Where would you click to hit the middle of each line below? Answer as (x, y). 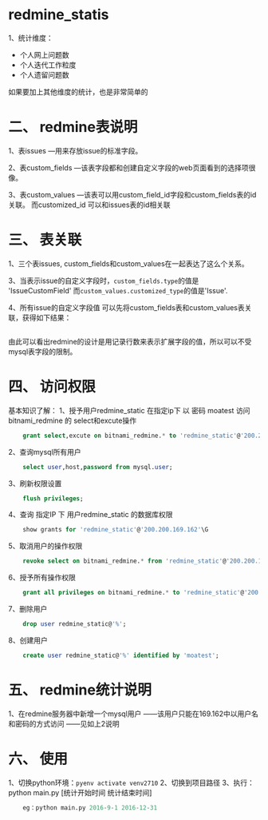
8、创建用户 (28, 640)
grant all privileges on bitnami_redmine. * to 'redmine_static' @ (134, 593)
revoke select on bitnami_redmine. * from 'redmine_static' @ (124, 561)
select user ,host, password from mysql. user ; (98, 467)
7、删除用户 (28, 609)
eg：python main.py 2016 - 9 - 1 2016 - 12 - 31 (90, 808)
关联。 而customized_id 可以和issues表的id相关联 (90, 205)
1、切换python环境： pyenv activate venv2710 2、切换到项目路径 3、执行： (132, 782)
